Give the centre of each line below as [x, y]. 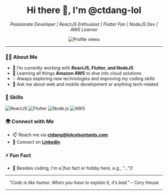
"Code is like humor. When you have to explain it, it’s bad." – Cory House [84, 182]
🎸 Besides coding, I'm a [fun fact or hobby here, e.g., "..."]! [72, 168]
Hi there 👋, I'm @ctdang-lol [84, 10]
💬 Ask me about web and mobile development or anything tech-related [85, 84]
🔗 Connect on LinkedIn [36, 142]
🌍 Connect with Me [29, 122]
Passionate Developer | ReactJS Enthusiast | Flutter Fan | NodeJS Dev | [84, 24]
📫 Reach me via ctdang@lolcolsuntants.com [60, 135]
